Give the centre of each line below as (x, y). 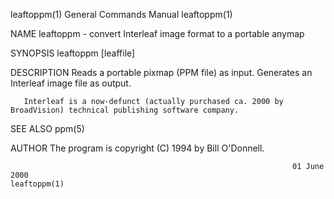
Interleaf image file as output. (71, 83)
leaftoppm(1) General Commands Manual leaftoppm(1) (121, 14)
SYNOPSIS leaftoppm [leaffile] (73, 53)
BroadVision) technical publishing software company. (125, 110)
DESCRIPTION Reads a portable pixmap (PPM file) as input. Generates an (161, 72)
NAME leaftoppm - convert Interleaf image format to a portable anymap (157, 33)
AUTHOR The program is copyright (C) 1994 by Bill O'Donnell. (137, 148)
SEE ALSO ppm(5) (47, 128)
